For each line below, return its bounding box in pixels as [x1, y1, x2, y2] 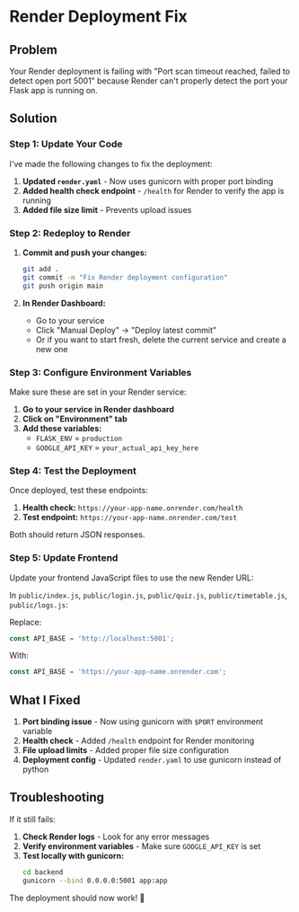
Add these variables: [22, 422, 102, 433]
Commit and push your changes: [22, 247, 147, 258]
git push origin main [22, 281, 103, 290]
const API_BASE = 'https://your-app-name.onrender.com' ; [9, 668, 227, 677]
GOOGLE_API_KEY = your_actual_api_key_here [35, 442, 199, 453]
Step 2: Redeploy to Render [9, 226, 131, 239]
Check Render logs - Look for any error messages [22, 831, 210, 842]
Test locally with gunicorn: [22, 850, 125, 861]
